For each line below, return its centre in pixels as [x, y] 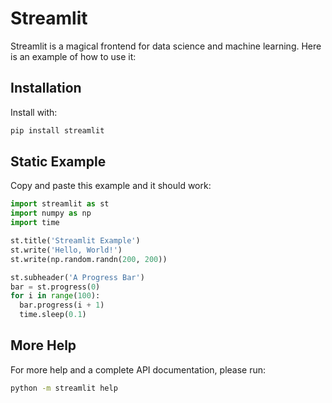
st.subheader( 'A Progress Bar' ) [77, 277]
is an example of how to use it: [73, 56]
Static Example [58, 162]
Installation [46, 88]
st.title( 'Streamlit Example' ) [75, 241]
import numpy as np [51, 213]
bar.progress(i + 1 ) [62, 305]
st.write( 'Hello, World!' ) [66, 250]
